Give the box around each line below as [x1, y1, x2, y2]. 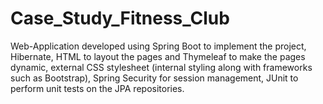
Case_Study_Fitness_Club [10, 7, 230, 30]
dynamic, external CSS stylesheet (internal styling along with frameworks [10, 61, 313, 73]
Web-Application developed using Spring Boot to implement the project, [10, 40, 307, 52]
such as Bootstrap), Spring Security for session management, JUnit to [10, 72, 299, 84]
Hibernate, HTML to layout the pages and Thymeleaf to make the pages [10, 50, 306, 62]
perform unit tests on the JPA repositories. [10, 82, 185, 94]
